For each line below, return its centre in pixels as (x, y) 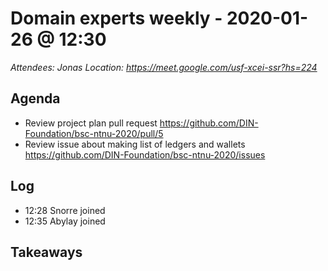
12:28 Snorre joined (65, 210)
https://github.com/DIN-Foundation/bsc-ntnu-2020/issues (145, 154)
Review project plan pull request (91, 123)
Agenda (35, 98)
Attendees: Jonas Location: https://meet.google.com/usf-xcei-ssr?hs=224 (164, 67)
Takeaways (46, 252)
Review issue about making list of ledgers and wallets (135, 144)
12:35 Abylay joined (65, 221)
